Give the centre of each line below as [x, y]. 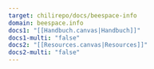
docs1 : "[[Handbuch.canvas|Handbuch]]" [75, 30]
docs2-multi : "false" [44, 52]
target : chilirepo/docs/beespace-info [73, 15]
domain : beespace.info [46, 23]
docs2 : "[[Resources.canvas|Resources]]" [78, 45]
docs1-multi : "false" [44, 38]
